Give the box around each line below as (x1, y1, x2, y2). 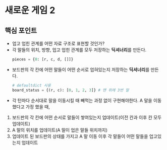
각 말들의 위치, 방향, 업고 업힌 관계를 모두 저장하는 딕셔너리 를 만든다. (12, 47, 147, 53)
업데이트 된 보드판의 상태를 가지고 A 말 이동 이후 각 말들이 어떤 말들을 (12, 133, 148, 139)
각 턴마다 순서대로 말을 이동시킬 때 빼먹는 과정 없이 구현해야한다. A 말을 (12, 97, 152, 103)
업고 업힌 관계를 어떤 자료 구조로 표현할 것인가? (12, 41, 105, 46)
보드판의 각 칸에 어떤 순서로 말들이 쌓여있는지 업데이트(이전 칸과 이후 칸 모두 (12, 114, 162, 120)
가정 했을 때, (25, 104, 50, 110)
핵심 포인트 (5, 26, 37, 35)
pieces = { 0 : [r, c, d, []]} (12, 57, 74, 62)
